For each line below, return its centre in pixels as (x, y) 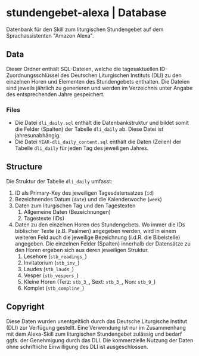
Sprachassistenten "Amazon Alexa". (50, 35)
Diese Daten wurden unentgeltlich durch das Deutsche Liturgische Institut (97, 321)
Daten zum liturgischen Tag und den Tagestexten (75, 205)
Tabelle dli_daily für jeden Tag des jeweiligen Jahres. (82, 148)
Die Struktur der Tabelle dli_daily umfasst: (60, 181)
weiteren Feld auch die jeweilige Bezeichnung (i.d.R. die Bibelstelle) (97, 237)
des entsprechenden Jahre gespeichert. (55, 94)
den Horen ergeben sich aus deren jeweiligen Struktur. (82, 250)
